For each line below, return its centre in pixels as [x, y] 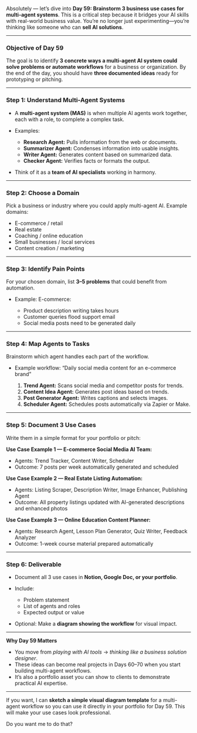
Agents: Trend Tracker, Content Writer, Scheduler [74, 460]
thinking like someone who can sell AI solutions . [65, 27]
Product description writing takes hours [71, 311]
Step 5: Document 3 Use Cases [51, 425]
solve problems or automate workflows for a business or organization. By [96, 67]
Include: [24, 589]
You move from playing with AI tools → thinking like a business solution [101, 652]
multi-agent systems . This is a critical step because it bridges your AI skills [98, 15]
